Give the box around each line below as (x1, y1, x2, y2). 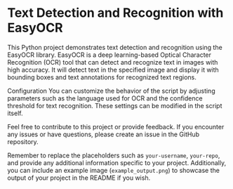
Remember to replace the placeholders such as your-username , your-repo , (7, 151, 220, 159)
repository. (7, 137, 39, 145)
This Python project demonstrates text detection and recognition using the (7, 43, 222, 51)
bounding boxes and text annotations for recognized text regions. (7, 72, 197, 82)
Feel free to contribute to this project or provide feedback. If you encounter (7, 122, 225, 131)
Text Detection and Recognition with (7, 5, 224, 21)
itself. (7, 109, 23, 117)
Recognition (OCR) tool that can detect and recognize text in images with (7, 58, 218, 66)
